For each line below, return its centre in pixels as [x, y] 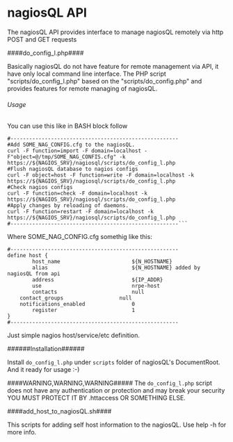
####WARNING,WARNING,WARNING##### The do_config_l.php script [110, 383]
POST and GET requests [42, 39]
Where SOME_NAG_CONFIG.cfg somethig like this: [80, 237]
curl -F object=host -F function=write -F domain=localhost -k [101, 175]
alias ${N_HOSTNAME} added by [116, 268]
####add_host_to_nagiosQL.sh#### [59, 411]
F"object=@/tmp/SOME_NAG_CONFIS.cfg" [62, 157]
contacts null [88, 292]
